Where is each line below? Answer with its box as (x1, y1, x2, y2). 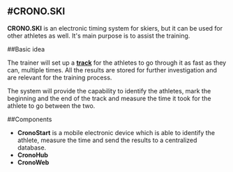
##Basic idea (7, 45, 45, 53)
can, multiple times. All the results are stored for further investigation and (7, 65, 218, 74)
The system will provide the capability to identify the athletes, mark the (7, 86, 211, 95)
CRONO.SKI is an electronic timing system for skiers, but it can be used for (7, 24, 223, 32)
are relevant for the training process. (7, 73, 112, 81)
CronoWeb (17, 158, 50, 166)
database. (17, 143, 47, 152)
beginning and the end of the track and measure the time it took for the (7, 94, 211, 102)
